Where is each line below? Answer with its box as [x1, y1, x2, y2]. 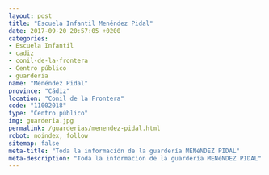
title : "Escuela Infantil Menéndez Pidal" [8, 19, 153, 27]
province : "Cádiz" [8, 86, 70, 95]
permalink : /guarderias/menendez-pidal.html [8, 124, 161, 132]
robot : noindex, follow [8, 131, 89, 140]
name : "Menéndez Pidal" [8, 79, 89, 87]
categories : [8, 34, 48, 43]
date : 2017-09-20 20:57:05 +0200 [8, 27, 121, 35]
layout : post [8, 11, 53, 20]
